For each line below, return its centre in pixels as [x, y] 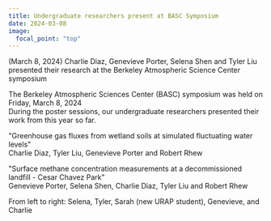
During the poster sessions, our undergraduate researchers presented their [134, 112]
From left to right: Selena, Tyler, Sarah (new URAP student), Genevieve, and [134, 202]
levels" [20, 144]
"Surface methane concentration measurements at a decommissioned [125, 169]
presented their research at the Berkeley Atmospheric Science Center [125, 70]
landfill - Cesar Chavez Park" [57, 177]
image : [19, 31]
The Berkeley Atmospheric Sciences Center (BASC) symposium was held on [135, 95]
